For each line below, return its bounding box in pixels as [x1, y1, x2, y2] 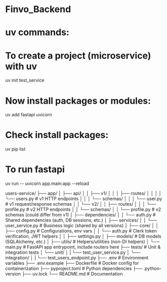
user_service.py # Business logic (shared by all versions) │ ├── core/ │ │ [5, 222, 159, 228]
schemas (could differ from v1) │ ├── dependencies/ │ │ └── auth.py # [5, 212, 156, 218]
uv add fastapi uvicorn [5, 112, 52, 118]
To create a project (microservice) [5, 50, 151, 61]
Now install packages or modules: [5, 95, 151, 107]
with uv [5, 61, 37, 72]
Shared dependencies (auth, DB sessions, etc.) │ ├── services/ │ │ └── [5, 217, 157, 223]
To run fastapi [5, 164, 65, 175]
